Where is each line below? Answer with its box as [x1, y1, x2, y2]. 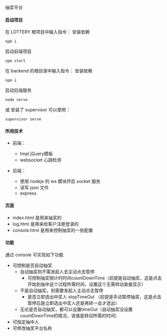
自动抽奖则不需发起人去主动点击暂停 [19, 268, 95, 275]
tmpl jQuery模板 [19, 151, 53, 157]
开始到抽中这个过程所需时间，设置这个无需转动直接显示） [27, 281, 146, 287]
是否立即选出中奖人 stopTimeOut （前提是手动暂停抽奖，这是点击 [27, 293, 161, 300]
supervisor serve [5, 117, 41, 122]
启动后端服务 [5, 87, 31, 93]
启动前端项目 [5, 48, 31, 54]
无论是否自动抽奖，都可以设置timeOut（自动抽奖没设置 [19, 306, 133, 312]
